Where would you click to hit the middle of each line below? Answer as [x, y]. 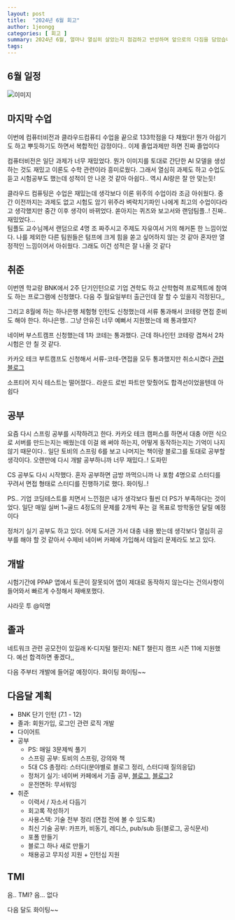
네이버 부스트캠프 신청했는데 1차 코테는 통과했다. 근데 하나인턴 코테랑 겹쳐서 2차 [116, 335]
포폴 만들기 [43, 837]
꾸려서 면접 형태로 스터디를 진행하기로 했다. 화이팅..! [78, 483]
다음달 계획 [30, 696]
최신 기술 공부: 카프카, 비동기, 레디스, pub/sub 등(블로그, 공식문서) [118, 828]
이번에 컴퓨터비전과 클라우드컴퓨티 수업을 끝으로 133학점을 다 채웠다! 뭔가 [107, 137]
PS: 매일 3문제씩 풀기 [57, 749]
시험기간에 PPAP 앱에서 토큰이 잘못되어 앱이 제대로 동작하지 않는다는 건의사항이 [116, 582]
